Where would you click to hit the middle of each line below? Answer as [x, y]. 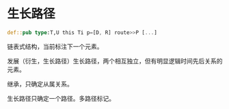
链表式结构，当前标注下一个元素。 [55, 46]
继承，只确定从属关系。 [40, 84]
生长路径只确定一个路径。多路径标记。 [61, 98]
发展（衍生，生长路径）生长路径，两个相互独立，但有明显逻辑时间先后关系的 [115, 61]
